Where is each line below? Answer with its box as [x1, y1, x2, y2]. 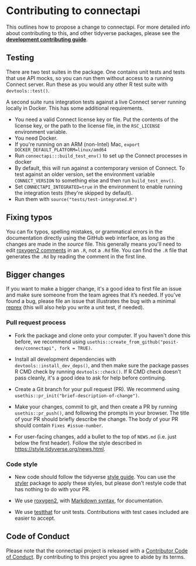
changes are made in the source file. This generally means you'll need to [6, 240, 181, 247]
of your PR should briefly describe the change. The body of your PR [14, 415, 178, 422]
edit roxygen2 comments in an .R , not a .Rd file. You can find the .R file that [6, 247, 188, 254]
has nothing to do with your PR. [14, 485, 91, 492]
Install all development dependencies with [14, 356, 116, 363]
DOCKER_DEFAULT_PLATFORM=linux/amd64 [14, 147, 107, 153]
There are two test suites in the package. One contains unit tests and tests [6, 68, 185, 75]
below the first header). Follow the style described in [14, 439, 142, 446]
